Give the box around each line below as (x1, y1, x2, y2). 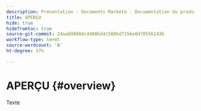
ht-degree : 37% (6, 48, 44, 54)
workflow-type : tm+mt (6, 37, 60, 43)
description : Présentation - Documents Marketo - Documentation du (6, 8, 178, 15)
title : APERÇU (6, 14, 42, 20)
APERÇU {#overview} (6, 79, 116, 92)
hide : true (6, 20, 33, 26)
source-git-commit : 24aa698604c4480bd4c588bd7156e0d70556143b (6, 31, 165, 37)
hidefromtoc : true (6, 25, 52, 32)
